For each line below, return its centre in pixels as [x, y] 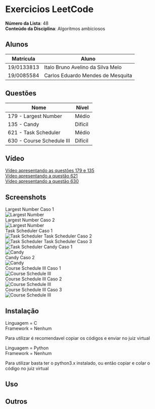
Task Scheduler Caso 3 [68, 242]
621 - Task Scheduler [34, 132]
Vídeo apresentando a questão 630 [42, 181]
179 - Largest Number [35, 116]
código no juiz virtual [27, 368]
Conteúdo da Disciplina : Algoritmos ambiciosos [55, 28]
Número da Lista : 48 [27, 23]
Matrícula [23, 59]
